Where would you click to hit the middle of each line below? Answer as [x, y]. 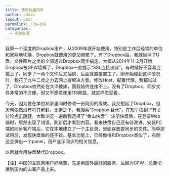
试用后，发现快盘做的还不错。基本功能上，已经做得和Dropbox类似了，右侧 [83, 135]
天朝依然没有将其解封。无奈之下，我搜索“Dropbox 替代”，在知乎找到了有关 [83, 110]
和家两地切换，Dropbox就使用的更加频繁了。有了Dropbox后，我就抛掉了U [82, 55]
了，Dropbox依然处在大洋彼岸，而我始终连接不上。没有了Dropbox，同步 [81, 86]
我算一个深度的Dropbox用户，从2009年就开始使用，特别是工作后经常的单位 [84, 48]
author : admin [20, 15]
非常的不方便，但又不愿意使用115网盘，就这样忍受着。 [66, 93]
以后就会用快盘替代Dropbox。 [36, 152]
